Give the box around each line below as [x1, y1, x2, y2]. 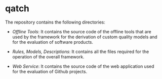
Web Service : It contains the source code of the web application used [12, 63, 155, 69]
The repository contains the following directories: [5, 19, 105, 25]
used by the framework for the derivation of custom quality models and [12, 34, 158, 40]
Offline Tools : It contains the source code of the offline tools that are [12, 28, 152, 34]
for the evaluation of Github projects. [12, 68, 87, 74]
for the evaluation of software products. [12, 39, 93, 45]
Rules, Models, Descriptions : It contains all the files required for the [12, 49, 149, 54]
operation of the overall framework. [12, 53, 85, 59]
